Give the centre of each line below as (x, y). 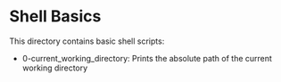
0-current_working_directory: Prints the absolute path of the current (147, 58)
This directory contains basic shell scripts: (87, 41)
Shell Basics (55, 16)
